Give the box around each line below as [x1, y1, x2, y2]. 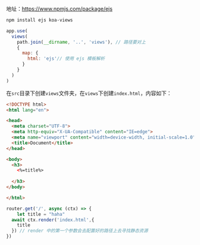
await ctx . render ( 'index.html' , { [11, 217, 95, 223]
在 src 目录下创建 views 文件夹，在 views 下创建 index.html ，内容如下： [6, 89, 172, 97]
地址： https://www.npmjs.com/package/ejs [6, 5, 113, 12]
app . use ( [6, 27, 28, 34]
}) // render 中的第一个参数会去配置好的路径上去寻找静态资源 [11, 228, 148, 234]
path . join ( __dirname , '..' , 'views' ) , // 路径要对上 [17, 39, 146, 45]
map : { [21, 50, 39, 56]
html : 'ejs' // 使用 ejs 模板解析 [27, 56, 105, 62]
